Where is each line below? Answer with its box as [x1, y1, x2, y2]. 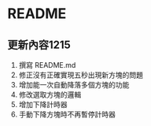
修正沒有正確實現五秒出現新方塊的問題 [18, 70, 143, 80]
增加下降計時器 [18, 100, 68, 109]
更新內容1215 [7, 38, 72, 51]
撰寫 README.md [18, 61, 76, 69]
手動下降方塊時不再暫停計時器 [18, 109, 116, 119]
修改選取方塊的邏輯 [18, 90, 82, 99]
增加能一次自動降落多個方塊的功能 [18, 80, 130, 89]
